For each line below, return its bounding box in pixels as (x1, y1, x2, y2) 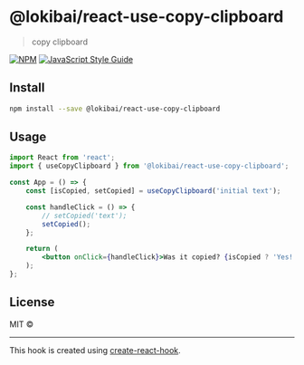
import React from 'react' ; (9, 153, 116, 162)
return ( (25, 245, 59, 254)
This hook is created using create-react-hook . (9, 344, 181, 355)
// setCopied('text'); (42, 211, 128, 220)
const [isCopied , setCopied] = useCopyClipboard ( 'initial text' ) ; (25, 187, 281, 196)
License (9, 294, 55, 310)
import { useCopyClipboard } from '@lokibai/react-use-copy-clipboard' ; (9, 161, 290, 171)
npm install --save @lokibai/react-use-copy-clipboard (9, 104, 221, 113)
